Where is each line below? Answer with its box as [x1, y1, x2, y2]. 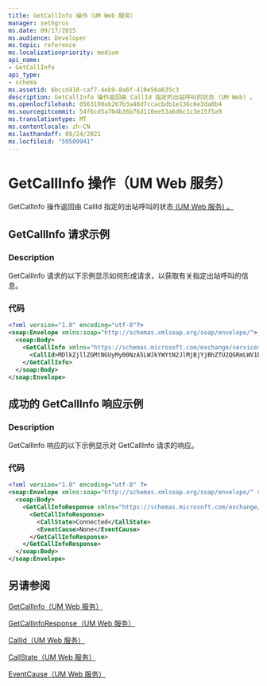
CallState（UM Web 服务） [8, 652, 96, 661]
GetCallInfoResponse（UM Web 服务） [8, 618, 136, 628]
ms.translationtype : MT [8, 115, 87, 123]
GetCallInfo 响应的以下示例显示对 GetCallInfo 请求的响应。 [8, 441, 199, 450]
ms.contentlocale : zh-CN [8, 123, 91, 131]
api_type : [8, 71, 41, 79]
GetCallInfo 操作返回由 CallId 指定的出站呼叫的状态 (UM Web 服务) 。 [8, 202, 234, 212]
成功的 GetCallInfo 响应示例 [8, 397, 144, 411]
